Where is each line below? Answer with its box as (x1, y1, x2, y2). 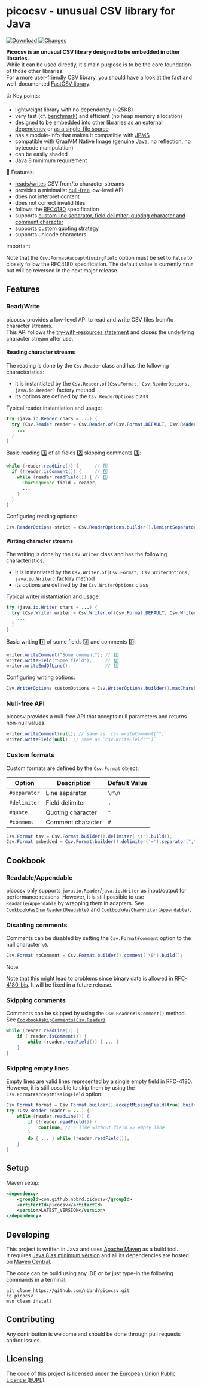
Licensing (6, 1354, 44, 1364)
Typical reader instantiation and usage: (6, 404, 102, 411)
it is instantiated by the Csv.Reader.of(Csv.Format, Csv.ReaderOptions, (14, 380, 190, 387)
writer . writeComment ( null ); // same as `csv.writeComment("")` (6, 731, 167, 737)
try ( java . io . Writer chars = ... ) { (6, 605, 98, 611)
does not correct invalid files (14, 199, 86, 206)
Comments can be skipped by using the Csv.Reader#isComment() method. (6, 1010, 187, 1017)
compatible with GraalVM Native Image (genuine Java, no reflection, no (14, 138, 191, 145)
